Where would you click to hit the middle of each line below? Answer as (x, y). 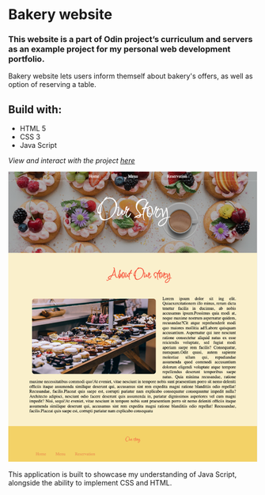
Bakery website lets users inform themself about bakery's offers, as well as (131, 76)
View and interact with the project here (72, 161)
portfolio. (26, 59)
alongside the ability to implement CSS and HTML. (90, 482)
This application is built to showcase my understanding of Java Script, (123, 474)
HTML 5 (33, 129)
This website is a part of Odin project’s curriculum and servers (131, 40)
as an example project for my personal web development (119, 49)
